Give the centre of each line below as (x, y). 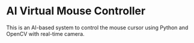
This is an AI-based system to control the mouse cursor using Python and (97, 27)
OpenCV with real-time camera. (46, 33)
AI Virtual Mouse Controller (76, 11)
